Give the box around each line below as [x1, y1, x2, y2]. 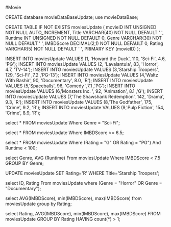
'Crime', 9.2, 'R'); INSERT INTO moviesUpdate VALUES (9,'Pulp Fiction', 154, [5, 105, 165, 110]
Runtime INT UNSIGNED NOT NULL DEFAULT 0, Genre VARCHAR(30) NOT [5, 35, 162, 41]
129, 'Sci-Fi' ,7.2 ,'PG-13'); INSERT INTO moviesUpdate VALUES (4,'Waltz [5, 72, 158, 78]
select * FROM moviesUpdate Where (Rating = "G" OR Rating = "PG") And [5, 140, 161, 145]
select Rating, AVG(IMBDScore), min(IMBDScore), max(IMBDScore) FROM [5, 211, 161, 216]
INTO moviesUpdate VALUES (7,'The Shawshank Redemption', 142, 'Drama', [5, 94, 165, 99]
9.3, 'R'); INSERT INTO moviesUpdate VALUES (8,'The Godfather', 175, [5, 99, 153, 105]
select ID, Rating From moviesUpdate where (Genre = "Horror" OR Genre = [5, 180, 162, 186]
